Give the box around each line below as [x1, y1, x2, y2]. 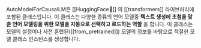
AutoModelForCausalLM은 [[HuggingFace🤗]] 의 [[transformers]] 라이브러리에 [6, 6, 194, 12]
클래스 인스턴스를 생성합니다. [12, 36, 80, 42]
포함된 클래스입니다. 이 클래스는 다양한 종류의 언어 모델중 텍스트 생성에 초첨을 [6, 13, 187, 20]
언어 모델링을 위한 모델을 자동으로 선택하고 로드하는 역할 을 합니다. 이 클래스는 [12, 21, 193, 27]
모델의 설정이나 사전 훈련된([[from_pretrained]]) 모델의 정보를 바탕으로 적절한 [6, 28, 189, 35]
